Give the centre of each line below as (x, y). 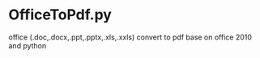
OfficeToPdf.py (60, 15)
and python (28, 45)
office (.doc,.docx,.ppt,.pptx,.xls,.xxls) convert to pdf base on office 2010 (130, 37)
